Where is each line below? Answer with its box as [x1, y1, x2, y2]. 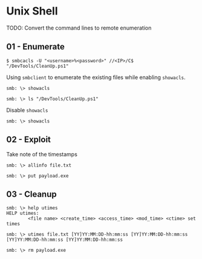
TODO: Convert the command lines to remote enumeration [6, 24, 152, 31]
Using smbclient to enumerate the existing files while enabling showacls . [6, 74, 186, 81]
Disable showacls [6, 106, 48, 114]
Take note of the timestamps [6, 150, 77, 158]
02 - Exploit [6, 135, 51, 145]
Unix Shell [6, 4, 59, 18]
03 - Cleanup [6, 189, 57, 199]
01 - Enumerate [6, 42, 65, 52]
